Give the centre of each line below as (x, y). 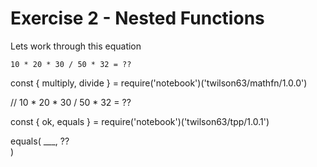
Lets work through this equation (76, 46)
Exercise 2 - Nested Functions (137, 18)
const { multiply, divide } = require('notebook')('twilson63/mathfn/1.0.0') (159, 83)
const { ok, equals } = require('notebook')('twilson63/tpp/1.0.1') (140, 121)
